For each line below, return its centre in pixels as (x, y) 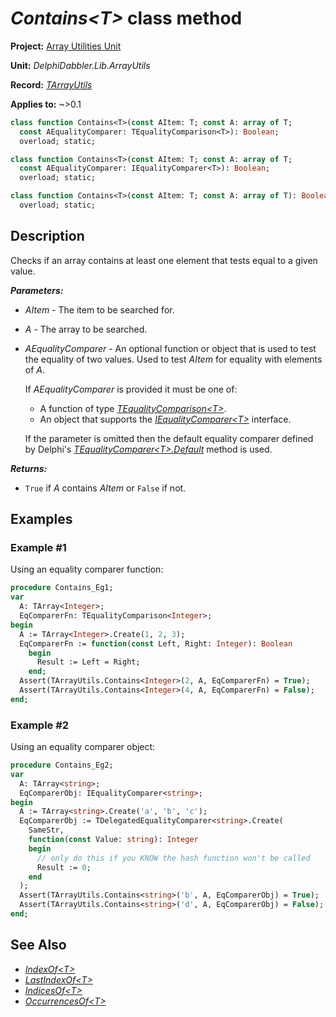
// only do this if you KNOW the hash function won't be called (173, 858)
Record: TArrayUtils (51, 84)
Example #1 (38, 548)
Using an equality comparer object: (83, 747)
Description (47, 236)
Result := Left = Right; (88, 662)
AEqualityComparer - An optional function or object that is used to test (170, 348)
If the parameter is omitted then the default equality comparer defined (169, 438)
